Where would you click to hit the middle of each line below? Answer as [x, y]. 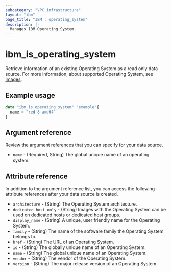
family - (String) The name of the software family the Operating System [88, 231]
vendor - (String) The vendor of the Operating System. [69, 258]
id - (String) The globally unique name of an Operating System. [79, 247]
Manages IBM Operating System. [43, 29]
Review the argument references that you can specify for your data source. [84, 145]
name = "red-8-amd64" [33, 112]
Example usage [30, 95]
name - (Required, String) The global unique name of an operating [81, 155]
